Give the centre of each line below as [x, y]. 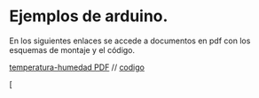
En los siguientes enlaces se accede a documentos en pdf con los [130, 41]
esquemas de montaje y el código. [72, 49]
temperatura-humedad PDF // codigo [77, 67]
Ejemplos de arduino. [89, 16]
